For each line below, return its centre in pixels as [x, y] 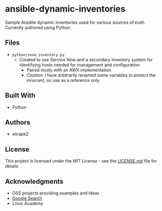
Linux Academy [28, 203]
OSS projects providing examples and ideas [56, 193]
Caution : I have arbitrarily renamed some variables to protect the [91, 75]
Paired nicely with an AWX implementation [69, 70]
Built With [20, 96]
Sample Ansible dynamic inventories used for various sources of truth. [75, 22]
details [12, 166]
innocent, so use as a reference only [63, 80]
